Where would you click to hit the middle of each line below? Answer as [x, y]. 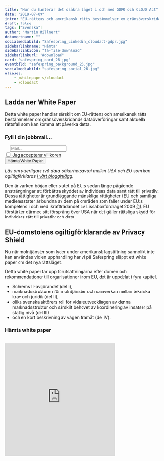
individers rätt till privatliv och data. [40, 217]
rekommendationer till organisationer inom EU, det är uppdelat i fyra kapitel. [81, 277]
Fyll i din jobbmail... [29, 137]
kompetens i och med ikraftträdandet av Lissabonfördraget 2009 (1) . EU [77, 206]
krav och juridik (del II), [35, 296]
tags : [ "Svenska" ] [24, 28]
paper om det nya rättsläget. [34, 262]
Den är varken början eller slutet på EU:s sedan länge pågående [69, 185]
